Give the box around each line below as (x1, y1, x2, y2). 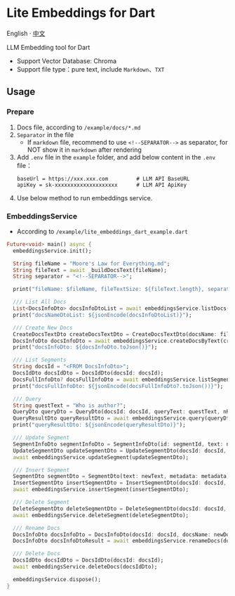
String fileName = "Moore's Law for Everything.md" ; (13, 260, 170, 267)
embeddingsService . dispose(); (13, 576, 101, 583)
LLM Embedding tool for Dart (6, 43, 90, 51)
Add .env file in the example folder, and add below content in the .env (16, 153, 215, 161)
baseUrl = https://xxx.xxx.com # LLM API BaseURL (16, 175, 190, 182)
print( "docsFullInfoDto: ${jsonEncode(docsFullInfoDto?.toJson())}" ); (13, 382, 224, 389)
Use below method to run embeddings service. (16, 193, 153, 202)
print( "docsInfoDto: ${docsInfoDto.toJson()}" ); (13, 344, 158, 351)
